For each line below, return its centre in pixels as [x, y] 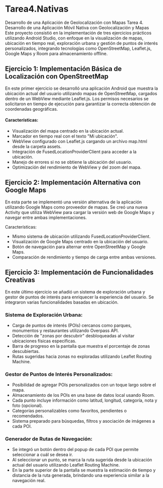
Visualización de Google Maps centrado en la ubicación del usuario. [80, 241]
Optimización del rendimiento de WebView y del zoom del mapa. [77, 167]
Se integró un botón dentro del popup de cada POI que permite [75, 449]
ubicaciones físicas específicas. [44, 341]
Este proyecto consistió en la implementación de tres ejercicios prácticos [78, 33]
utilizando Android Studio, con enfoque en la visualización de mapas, [74, 38]
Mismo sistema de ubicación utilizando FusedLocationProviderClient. [81, 236]
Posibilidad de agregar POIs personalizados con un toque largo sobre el [84, 385]
